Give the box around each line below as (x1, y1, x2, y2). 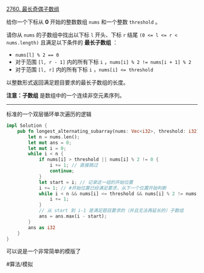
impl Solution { (6, 122, 47, 129)
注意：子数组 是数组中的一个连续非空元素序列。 (6, 92, 125, 99)
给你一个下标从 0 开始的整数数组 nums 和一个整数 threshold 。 (6, 18, 161, 26)
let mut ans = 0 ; (28, 140, 72, 146)
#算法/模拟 (6, 261, 33, 268)
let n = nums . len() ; (28, 133, 80, 140)
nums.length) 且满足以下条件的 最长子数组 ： (6, 39, 118, 46)
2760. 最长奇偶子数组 (6, 5, 59, 12)
